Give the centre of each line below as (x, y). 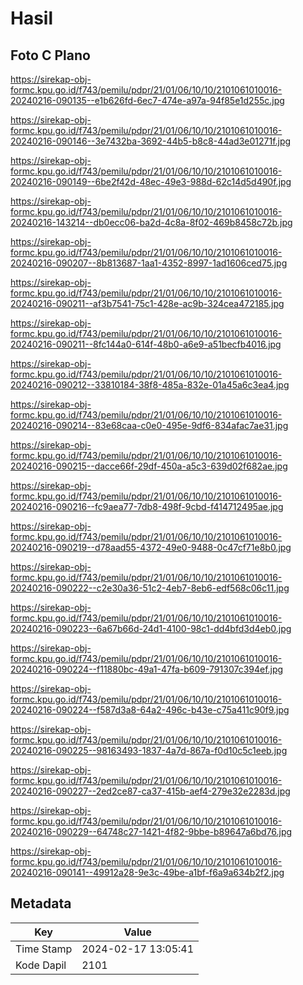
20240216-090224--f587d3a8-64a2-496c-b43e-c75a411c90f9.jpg (150, 710)
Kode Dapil (41, 965)
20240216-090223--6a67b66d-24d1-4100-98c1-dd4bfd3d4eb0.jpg (151, 628)
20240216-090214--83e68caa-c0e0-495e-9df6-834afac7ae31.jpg (149, 425)
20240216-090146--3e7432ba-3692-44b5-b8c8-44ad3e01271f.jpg (151, 141)
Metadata (41, 903)
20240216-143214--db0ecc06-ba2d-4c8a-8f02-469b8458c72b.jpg (151, 222)
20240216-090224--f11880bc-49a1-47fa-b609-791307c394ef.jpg (147, 669)
